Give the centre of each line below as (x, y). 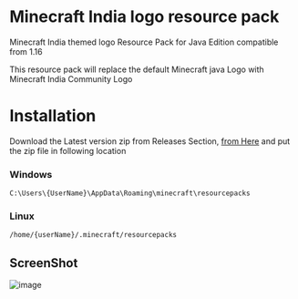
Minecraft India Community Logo (71, 78)
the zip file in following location (68, 150)
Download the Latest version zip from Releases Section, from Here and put (150, 141)
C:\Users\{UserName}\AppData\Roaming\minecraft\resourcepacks (130, 193)
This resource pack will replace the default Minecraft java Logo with (137, 69)
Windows (31, 174)
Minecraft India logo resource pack (144, 17)
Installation (53, 116)
